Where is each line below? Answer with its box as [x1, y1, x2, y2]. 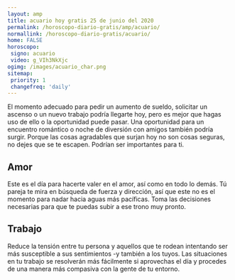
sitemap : [7, 70, 33, 77]
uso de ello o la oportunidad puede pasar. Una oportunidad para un [7, 118, 204, 126]
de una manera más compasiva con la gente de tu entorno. [7, 264, 180, 273]
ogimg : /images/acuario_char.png [7, 63, 106, 70]
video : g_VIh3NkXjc [10, 57, 69, 64]
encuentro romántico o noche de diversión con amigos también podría [7, 125, 214, 134]
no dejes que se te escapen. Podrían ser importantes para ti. [7, 140, 185, 149]
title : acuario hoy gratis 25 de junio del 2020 [7, 17, 154, 24]
